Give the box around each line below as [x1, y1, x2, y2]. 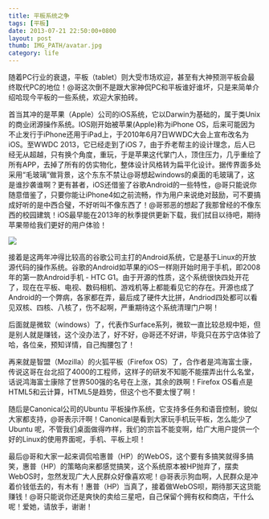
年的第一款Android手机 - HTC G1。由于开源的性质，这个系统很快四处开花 [8, 273, 250, 282]
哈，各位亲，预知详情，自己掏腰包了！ [8, 340, 135, 349]
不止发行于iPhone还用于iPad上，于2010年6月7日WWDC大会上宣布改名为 [8, 130, 249, 139]
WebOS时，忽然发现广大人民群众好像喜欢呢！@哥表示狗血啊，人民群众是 [8, 472, 251, 481]
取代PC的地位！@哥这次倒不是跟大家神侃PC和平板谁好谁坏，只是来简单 [14, 82, 253, 92]
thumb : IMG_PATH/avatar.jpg [8, 42, 103, 50]
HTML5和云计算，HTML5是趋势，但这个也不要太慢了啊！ [8, 387, 198, 397]
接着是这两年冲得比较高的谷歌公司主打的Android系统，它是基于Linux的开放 [8, 253, 257, 262]
